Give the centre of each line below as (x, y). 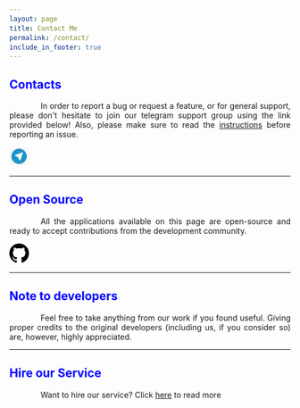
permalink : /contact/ (50, 37)
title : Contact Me (43, 28)
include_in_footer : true (55, 47)
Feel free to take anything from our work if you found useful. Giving (166, 318)
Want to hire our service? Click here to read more (131, 395)
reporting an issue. (44, 135)
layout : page (33, 19)
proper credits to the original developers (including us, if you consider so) (150, 327)
